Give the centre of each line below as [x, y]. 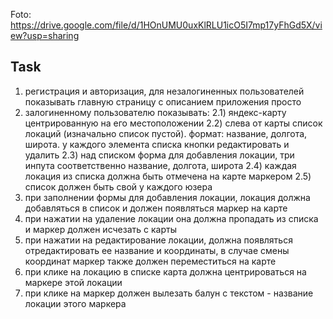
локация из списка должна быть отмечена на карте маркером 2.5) [168, 176]
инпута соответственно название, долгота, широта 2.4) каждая [160, 165]
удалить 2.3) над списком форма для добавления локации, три [159, 155]
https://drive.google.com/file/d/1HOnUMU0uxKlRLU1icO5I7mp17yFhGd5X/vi [166, 25]
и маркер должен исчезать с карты [100, 229]
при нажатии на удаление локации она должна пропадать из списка [171, 218]
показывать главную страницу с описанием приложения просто [163, 101]
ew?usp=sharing [45, 35]
